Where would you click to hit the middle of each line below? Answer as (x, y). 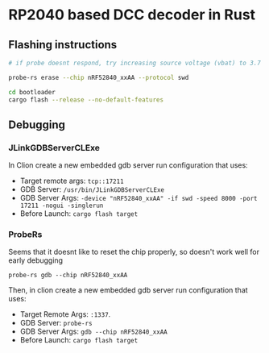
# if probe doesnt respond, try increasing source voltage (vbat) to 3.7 (135, 63)
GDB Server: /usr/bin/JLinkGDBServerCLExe (92, 189)
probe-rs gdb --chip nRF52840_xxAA (68, 276)
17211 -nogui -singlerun (62, 206)
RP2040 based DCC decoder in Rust (132, 15)
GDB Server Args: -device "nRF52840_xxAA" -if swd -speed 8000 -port (139, 198)
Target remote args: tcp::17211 (72, 181)
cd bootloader (32, 92)
